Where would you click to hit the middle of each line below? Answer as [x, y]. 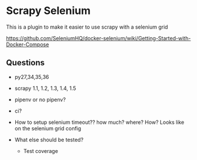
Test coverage [41, 151]
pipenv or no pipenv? [40, 99]
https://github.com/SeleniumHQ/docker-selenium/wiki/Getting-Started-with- [98, 38]
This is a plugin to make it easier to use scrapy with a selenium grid [87, 27]
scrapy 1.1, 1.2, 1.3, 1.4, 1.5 [45, 88]
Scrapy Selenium [48, 11]
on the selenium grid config [48, 128]
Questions [26, 63]
